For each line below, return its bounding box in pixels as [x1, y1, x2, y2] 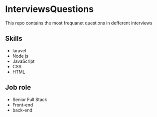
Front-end [12, 102, 33, 108]
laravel [12, 47, 26, 53]
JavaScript [12, 58, 35, 64]
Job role [5, 83, 31, 92]
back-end [12, 107, 32, 113]
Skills [5, 34, 22, 43]
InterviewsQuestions [5, 3, 94, 15]
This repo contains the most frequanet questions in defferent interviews [5, 20, 153, 26]
